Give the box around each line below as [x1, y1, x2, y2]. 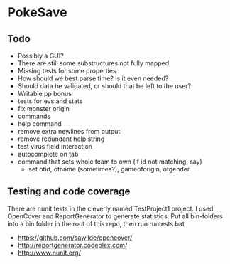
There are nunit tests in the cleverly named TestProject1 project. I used [7, 204, 214, 213]
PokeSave [7, 4, 67, 21]
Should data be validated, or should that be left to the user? [17, 82, 192, 90]
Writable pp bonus [17, 90, 72, 97]
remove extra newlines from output [17, 127, 121, 135]
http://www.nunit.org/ [17, 248, 82, 257]
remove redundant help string [17, 134, 105, 143]
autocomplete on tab [17, 150, 79, 158]
